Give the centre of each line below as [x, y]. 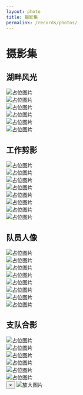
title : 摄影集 [22, 17]
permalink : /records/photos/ [42, 22]
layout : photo [24, 12]
